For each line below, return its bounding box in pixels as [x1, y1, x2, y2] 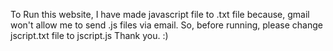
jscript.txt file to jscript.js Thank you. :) [10, 30, 169, 41]
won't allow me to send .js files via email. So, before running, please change [10, 19, 324, 31]
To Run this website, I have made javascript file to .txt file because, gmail [10, 9, 310, 20]
